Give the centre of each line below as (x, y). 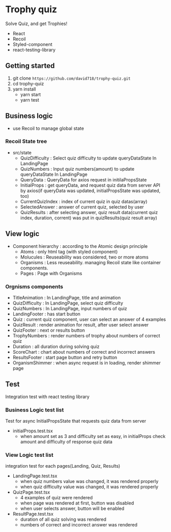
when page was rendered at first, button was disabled (77, 503)
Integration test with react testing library (47, 397)
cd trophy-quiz (28, 83)
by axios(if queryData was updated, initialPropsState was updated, (90, 191)
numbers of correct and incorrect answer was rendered (79, 525)
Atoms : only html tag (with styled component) (69, 251)
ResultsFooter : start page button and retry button (65, 357)
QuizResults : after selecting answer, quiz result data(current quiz (89, 212)
